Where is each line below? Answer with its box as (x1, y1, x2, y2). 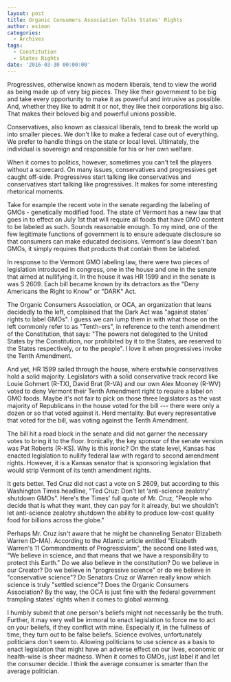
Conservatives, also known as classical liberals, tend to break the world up (7, 122, 219, 131)
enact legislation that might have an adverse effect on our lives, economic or (7, 645, 224, 653)
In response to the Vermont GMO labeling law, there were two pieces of (7, 257, 210, 266)
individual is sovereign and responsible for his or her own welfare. (7, 145, 194, 153)
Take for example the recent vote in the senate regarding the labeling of (7, 200, 210, 209)
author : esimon (7, 23, 51, 30)
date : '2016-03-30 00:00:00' (7, 61, 91, 68)
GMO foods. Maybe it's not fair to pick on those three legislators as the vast (7, 394, 221, 403)
